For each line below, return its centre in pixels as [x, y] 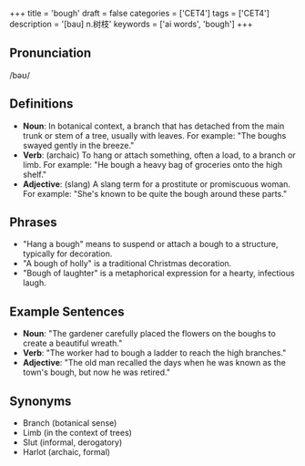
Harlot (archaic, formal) [66, 452]
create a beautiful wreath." [72, 343]
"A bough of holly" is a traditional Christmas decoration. [127, 264]
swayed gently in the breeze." [78, 145]
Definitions [41, 104]
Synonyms [41, 401]
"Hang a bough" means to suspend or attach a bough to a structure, [150, 244]
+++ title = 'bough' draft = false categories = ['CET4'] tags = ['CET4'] [140, 13]
